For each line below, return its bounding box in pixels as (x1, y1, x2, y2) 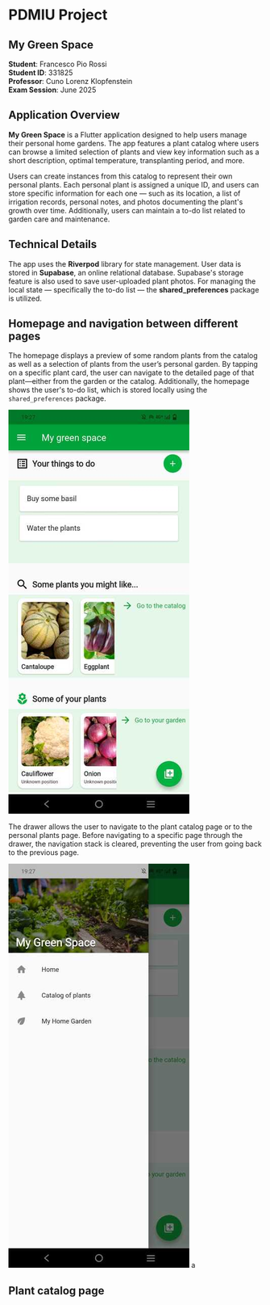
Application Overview (8, 108, 120, 122)
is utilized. (8, 293, 43, 303)
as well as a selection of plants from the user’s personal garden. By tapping (8, 360, 258, 369)
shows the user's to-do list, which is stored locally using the (8, 385, 208, 395)
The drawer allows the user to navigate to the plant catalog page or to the (8, 822, 253, 831)
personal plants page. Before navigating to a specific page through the (8, 831, 243, 840)
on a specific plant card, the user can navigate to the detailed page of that (8, 368, 255, 377)
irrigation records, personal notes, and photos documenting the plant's (8, 196, 243, 207)
